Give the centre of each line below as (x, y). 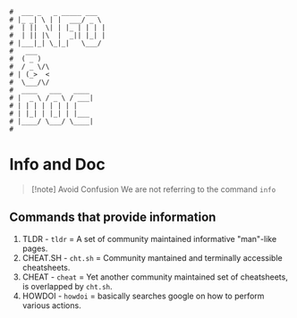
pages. (35, 248)
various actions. (52, 305)
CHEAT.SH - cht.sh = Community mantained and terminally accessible (153, 257)
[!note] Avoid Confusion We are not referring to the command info (153, 189)
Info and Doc (57, 165)
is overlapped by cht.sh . (68, 286)
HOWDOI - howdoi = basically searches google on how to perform (143, 296)
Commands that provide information (113, 218)
